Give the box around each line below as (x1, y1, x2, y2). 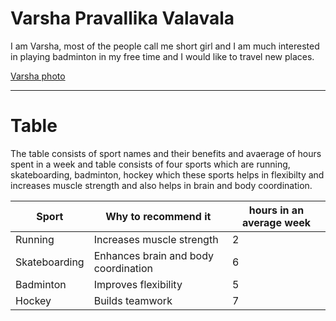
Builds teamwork (93, 293, 173, 307)
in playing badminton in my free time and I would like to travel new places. (10, 50, 315, 62)
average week (241, 215, 311, 229)
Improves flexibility (93, 277, 183, 291)
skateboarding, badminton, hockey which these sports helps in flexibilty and (10, 168, 325, 181)
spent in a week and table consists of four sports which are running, (10, 158, 291, 170)
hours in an (248, 203, 305, 217)
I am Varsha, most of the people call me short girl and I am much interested (10, 40, 320, 52)
